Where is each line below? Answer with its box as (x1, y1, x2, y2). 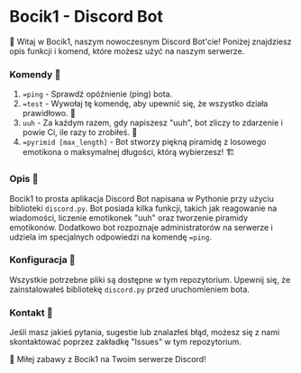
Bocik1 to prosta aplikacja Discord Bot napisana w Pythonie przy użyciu (9, 193, 275, 204)
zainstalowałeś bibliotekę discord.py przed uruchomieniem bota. (9, 284, 251, 295)
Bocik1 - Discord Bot (9, 6, 164, 27)
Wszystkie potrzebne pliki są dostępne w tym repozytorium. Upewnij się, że (9, 274, 291, 285)
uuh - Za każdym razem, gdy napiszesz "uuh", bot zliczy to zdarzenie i (22, 117, 284, 128)
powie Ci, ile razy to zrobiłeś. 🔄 (22, 127, 138, 138)
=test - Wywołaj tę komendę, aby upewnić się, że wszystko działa (22, 98, 269, 109)
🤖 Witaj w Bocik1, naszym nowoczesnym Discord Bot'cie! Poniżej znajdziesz (9, 36, 292, 47)
